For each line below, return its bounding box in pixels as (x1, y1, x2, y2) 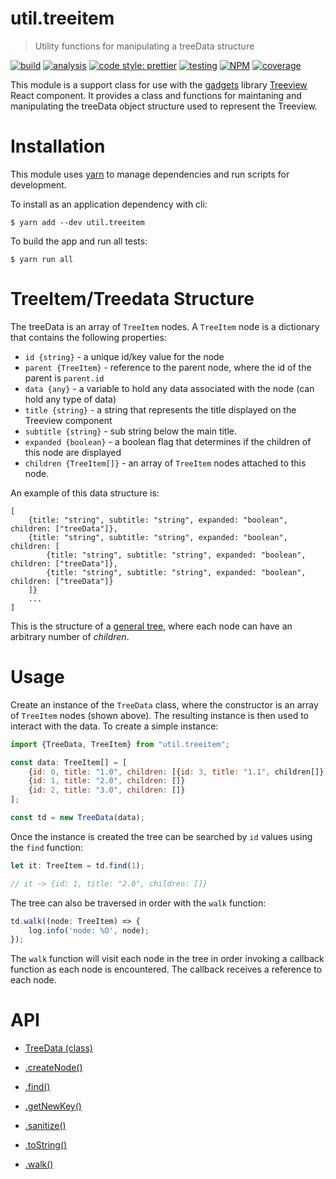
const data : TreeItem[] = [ (10, 757, 128, 767)
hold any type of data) (24, 393, 117, 405)
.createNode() (24, 1062, 83, 1074)
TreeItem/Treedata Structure (10, 288, 255, 311)
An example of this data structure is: (10, 487, 160, 499)
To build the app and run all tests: (10, 235, 148, 247)
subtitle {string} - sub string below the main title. (24, 425, 238, 437)
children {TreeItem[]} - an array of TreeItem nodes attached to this (24, 457, 307, 469)
